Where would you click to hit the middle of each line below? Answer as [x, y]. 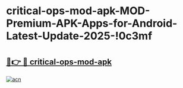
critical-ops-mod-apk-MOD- [78, 11]
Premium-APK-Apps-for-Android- [92, 23]
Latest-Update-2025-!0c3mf [79, 36]
